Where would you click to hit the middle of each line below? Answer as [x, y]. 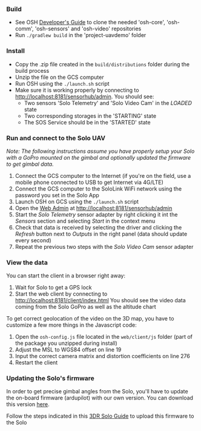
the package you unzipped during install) [66, 343]
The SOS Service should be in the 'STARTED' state [87, 122]
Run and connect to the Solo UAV [56, 138]
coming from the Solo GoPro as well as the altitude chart [85, 307]
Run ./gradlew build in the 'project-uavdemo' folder [81, 35]
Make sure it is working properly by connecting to [77, 90]
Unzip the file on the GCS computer [59, 77]
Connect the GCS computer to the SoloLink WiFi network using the [98, 188]
